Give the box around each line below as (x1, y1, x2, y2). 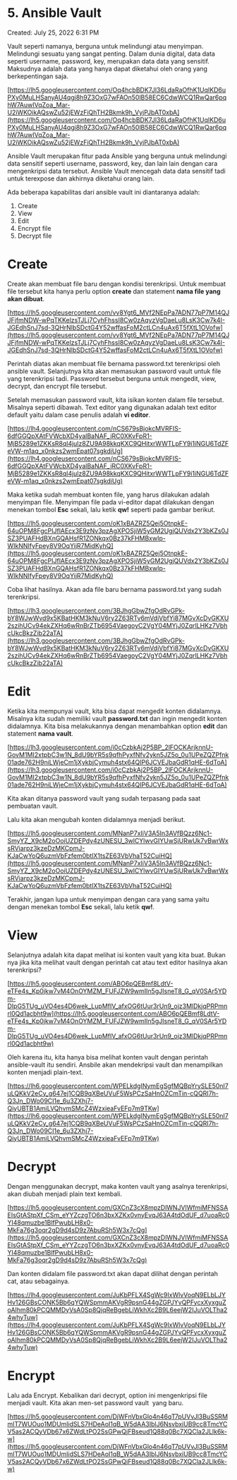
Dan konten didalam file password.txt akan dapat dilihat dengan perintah (7, 1269, 219, 1278)
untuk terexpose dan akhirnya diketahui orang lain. (7, 174, 154, 183)
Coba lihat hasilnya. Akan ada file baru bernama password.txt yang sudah (7, 585, 222, 593)
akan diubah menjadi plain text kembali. (7, 1189, 122, 1198)
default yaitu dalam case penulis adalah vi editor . (7, 411, 151, 419)
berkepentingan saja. (7, 72, 69, 80)
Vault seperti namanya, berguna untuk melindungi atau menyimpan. (7, 42, 204, 50)
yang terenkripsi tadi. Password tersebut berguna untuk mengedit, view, (7, 374, 217, 382)
